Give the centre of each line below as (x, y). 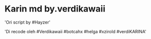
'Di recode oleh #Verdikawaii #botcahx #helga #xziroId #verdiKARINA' (75, 31)
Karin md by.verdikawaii (55, 9)
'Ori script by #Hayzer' (27, 22)
